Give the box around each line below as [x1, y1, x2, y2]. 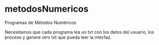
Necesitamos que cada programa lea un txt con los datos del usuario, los [4, 29, 155, 35]
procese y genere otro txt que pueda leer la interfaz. [4, 34, 112, 40]
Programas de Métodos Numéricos [4, 20, 77, 25]
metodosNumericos [4, 3, 89, 15]
